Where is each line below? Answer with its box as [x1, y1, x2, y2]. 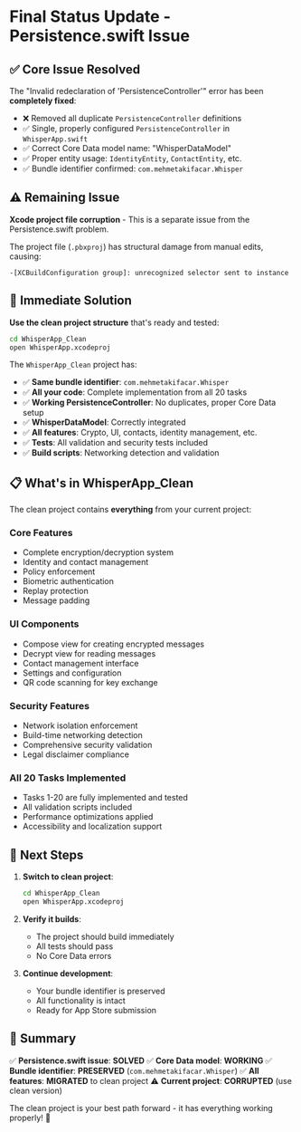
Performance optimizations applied [22, 811, 154, 822]
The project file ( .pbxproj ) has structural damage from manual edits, [9, 241, 264, 252]
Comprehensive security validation [22, 740, 153, 751]
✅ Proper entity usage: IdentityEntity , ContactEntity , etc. [22, 153, 242, 164]
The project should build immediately [35, 931, 174, 942]
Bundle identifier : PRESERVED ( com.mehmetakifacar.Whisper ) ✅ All [9, 1065, 259, 1076]
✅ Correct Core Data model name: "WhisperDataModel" [22, 143, 232, 153]
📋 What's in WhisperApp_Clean [9, 475, 194, 491]
